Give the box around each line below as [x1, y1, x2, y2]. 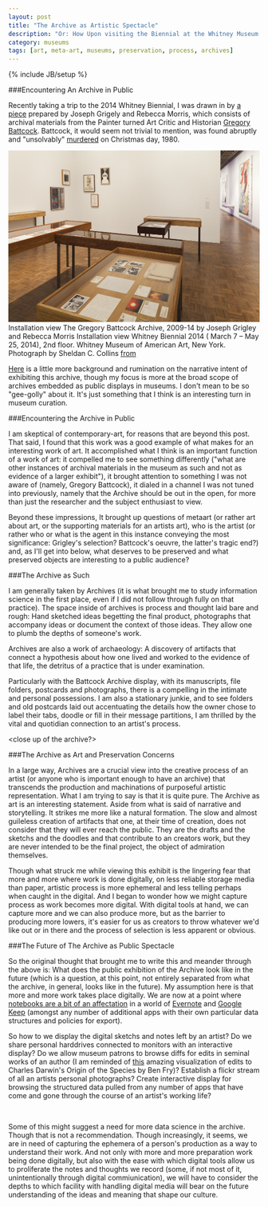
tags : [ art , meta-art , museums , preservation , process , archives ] [8, 46, 234, 55]
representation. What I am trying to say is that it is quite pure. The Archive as [8, 791, 260, 801]
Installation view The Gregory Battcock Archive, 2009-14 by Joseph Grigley [8, 323, 257, 333]
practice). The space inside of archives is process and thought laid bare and [8, 603, 259, 613]
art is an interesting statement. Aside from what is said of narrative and [8, 800, 242, 809]
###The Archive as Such [8, 570, 90, 580]
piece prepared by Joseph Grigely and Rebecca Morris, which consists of [8, 109, 250, 119]
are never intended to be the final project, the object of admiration [8, 842, 225, 852]
